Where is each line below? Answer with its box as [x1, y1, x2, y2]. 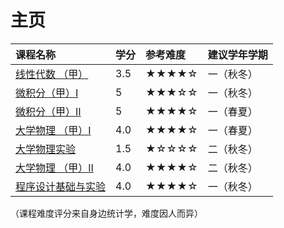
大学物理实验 [15, 142, 77, 156]
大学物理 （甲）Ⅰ [15, 123, 92, 137]
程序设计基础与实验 [15, 179, 107, 193]
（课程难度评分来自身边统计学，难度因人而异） [10, 207, 203, 219]
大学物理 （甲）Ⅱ [15, 161, 94, 175]
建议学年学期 [207, 47, 268, 61]
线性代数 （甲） [15, 67, 89, 81]
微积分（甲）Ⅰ [15, 86, 79, 100]
